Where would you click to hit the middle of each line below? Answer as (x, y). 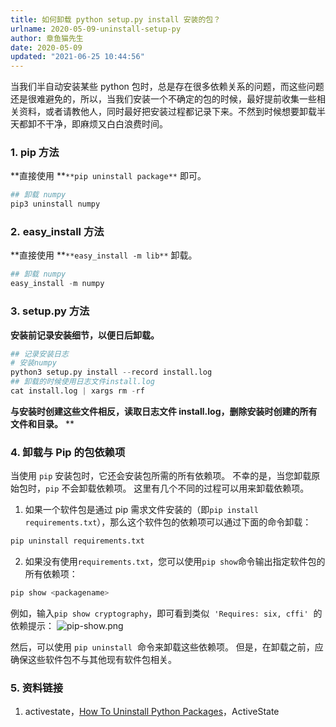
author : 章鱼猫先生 (47, 38)
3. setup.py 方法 (50, 311)
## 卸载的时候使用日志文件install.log (83, 382)
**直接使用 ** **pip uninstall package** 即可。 (108, 176)
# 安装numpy (33, 363)
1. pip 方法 (35, 153)
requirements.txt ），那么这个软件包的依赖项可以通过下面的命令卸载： (168, 522)
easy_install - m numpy (57, 284)
